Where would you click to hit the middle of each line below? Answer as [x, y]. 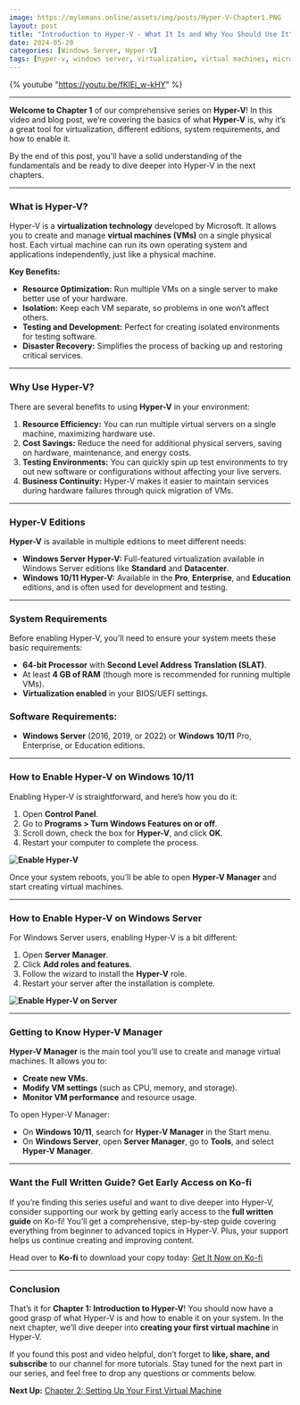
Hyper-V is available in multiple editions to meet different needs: [128, 541]
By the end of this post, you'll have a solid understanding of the [126, 156]
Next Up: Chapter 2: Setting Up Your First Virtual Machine [116, 1390]
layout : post [33, 26]
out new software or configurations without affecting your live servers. [152, 471]
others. [35, 317]
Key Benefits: [35, 272]
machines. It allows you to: [58, 1061]
